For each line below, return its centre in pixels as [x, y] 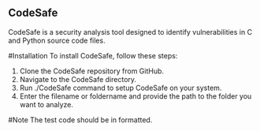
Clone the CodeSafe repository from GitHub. [91, 71]
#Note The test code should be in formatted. [80, 120]
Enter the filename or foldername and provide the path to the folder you [136, 96]
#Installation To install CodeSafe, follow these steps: [93, 55]
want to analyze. [46, 104]
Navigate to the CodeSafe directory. [78, 79]
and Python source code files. [57, 40]
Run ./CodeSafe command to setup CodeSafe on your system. [121, 88]
